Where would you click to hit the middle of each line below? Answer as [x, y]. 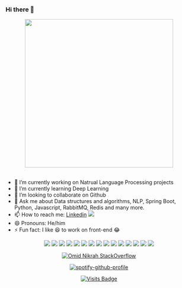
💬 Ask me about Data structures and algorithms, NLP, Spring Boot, [95, 201]
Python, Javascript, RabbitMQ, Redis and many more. [79, 208]
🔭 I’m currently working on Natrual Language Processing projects [94, 182]
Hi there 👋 [20, 10]
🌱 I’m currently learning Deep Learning [61, 189]
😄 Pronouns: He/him [40, 223]
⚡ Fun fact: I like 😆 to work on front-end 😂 [67, 230]
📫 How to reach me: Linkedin [50, 215]
